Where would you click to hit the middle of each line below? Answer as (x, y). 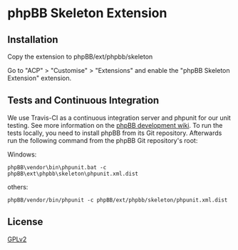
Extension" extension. (40, 78)
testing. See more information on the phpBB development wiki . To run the (115, 125)
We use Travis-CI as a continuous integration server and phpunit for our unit (119, 117)
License (25, 222)
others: (18, 186)
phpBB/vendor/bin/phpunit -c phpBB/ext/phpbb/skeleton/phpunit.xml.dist (118, 200)
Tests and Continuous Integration (83, 100)
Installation (33, 40)
